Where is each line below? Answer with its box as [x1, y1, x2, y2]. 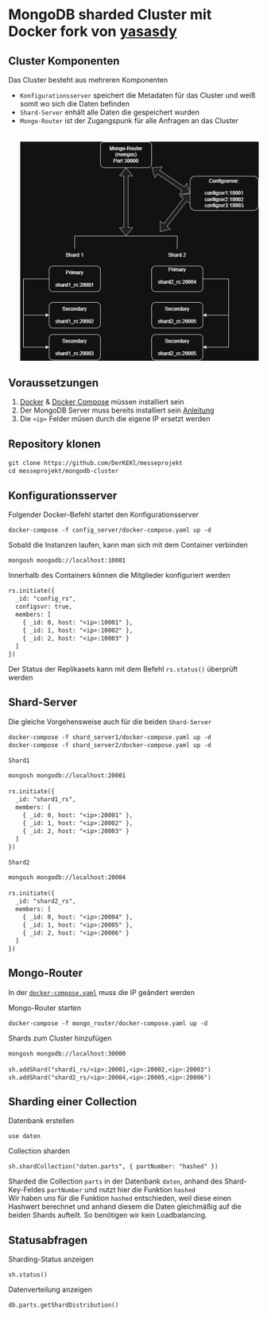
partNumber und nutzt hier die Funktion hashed [46, 1185, 196, 1195]
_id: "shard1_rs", [15, 795, 77, 804]
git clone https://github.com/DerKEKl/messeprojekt [8, 459, 183, 467]
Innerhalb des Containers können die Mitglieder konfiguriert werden [8, 571, 230, 580]
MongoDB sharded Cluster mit [8, 6, 212, 24]
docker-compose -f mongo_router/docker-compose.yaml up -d [8, 1019, 208, 1027]
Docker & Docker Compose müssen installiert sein [19, 397, 184, 407]
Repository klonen [8, 437, 101, 451]
